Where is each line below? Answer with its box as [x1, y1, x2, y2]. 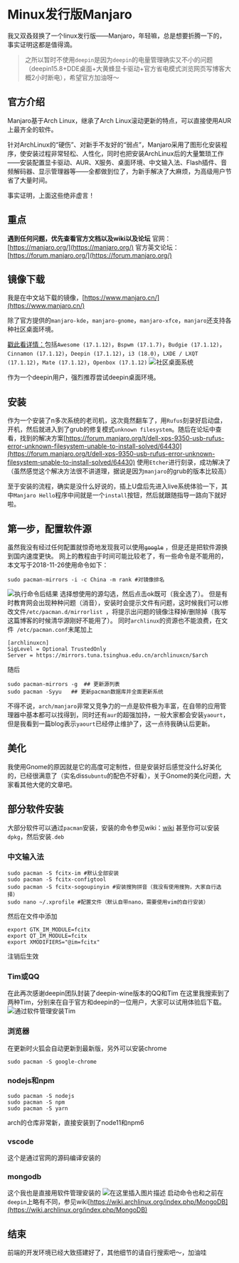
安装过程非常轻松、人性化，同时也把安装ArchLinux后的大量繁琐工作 [26, 149, 224, 157]
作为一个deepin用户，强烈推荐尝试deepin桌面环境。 [7, 373, 160, 381]
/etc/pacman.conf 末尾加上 [16, 625, 93, 633]
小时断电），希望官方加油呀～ [35, 73, 119, 82]
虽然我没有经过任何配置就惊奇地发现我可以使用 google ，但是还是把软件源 [7, 543, 222, 551]
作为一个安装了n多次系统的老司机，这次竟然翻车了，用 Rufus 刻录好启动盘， [7, 416, 227, 425]
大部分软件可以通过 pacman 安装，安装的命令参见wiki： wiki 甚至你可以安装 [7, 823, 220, 832]
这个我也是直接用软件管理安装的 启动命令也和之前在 [7, 1189, 224, 1198]
